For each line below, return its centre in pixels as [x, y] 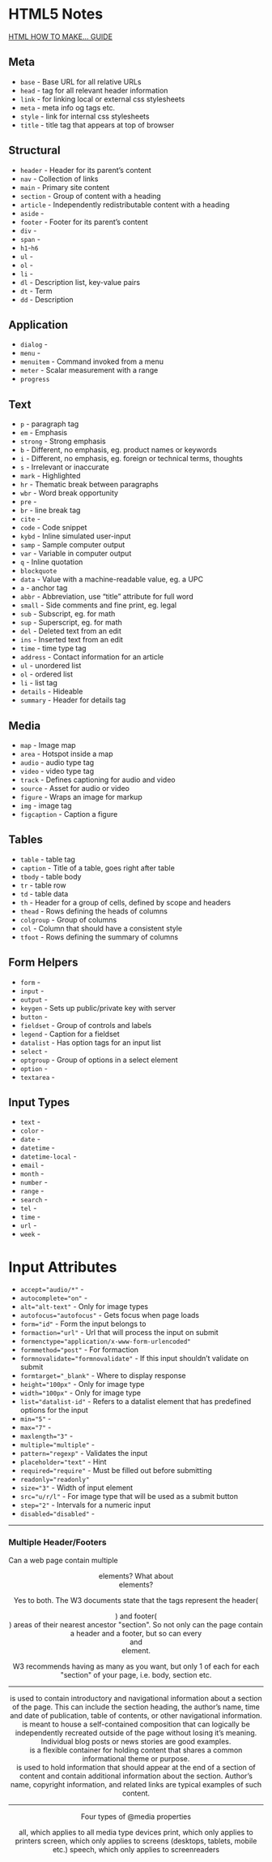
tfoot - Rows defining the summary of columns [99, 937]
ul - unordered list [51, 666]
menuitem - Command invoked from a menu [92, 361]
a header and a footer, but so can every [136, 1633]
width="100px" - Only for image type [81, 1393]
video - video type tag [57, 771]
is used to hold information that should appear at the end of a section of [136, 1767]
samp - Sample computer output [72, 545]
